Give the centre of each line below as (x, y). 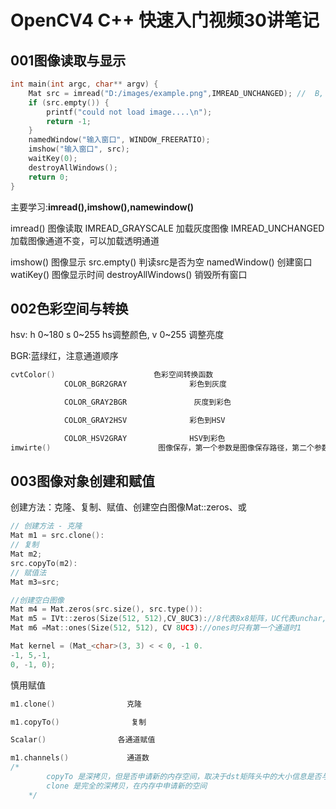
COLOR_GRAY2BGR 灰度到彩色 (147, 402)
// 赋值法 (28, 572)
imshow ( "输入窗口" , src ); (79, 149)
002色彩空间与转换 (69, 308)
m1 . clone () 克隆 (76, 704)
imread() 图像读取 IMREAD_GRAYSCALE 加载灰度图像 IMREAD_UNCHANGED (167, 228)
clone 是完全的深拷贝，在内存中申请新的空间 (127, 786)
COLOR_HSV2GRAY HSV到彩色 (144, 438)
